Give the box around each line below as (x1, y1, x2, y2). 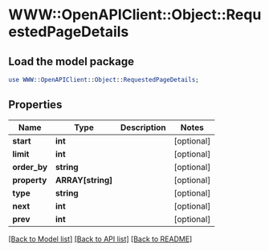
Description (120, 122, 166, 133)
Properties (8, 98, 63, 111)
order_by (12, 161, 48, 172)
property (12, 174, 47, 185)
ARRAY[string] (55, 174, 113, 185)
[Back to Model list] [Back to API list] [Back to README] (8, 234, 193, 244)
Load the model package (8, 55, 135, 68)
